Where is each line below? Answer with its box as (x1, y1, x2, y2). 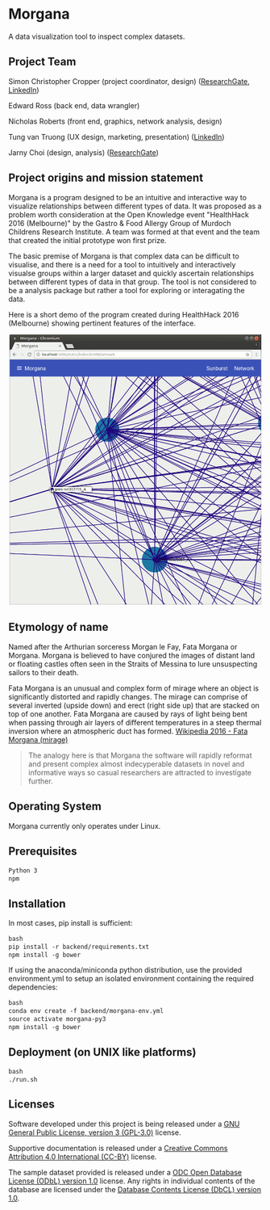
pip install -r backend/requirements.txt (8, 943, 150, 952)
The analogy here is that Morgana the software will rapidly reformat (27, 750, 252, 760)
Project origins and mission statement (8, 171, 204, 185)
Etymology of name (8, 620, 109, 634)
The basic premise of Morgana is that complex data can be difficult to (8, 251, 239, 261)
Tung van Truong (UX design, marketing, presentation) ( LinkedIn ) (8, 132, 225, 141)
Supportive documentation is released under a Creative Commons (8, 1143, 228, 1153)
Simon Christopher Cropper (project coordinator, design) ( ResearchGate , (8, 76, 250, 86)
